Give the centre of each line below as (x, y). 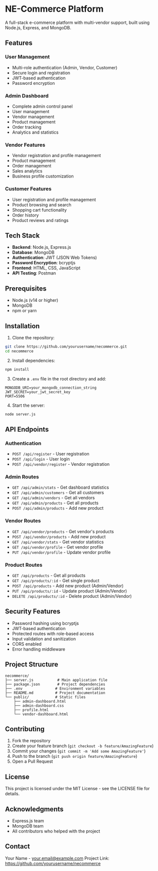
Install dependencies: (34, 360)
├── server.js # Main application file (56, 680)
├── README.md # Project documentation (55, 693)
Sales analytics (27, 171)
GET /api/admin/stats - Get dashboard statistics (61, 487)
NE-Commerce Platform (54, 9)
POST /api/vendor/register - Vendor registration (61, 464)
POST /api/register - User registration (51, 454)
